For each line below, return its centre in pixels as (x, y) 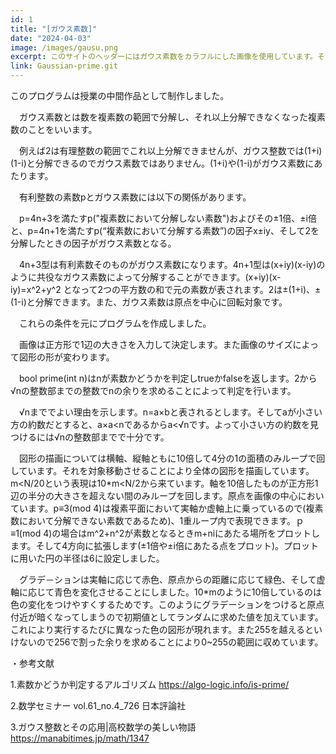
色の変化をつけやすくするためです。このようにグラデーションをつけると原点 (167, 604)
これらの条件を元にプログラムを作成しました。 (115, 323)
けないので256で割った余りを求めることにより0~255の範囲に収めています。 (167, 642)
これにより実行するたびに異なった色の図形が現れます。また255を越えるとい (166, 629)
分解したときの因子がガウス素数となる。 (93, 243)
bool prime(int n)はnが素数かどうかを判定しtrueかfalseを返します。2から (168, 378)
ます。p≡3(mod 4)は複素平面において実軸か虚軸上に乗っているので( (167, 508)
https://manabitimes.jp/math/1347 (80, 738)
